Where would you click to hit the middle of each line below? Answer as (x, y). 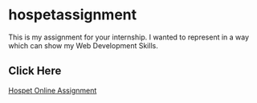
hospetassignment (73, 15)
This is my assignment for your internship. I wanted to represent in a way (129, 37)
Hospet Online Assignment (53, 90)
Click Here (35, 71)
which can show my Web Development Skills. (83, 45)
